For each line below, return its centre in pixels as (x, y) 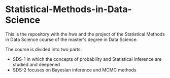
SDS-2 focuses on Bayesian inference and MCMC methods (74, 70)
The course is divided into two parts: (44, 49)
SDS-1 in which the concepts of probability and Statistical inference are (87, 59)
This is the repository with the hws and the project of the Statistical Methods (85, 34)
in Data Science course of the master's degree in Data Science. (72, 40)
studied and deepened (36, 64)
